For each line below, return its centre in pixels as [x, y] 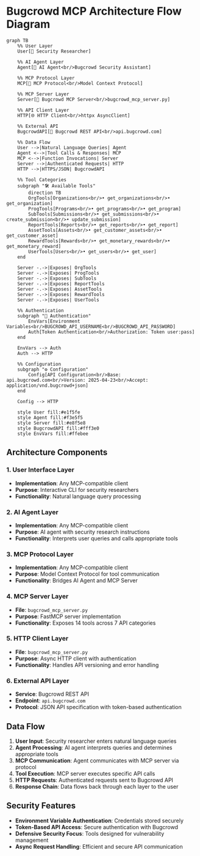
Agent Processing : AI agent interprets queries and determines [94, 747]
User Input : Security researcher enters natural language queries [96, 741]
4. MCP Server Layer [37, 597]
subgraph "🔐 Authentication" [54, 316]
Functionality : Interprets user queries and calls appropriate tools [96, 538]
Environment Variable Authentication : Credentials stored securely [99, 821]
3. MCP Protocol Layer [40, 554]
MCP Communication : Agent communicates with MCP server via [97, 761]
